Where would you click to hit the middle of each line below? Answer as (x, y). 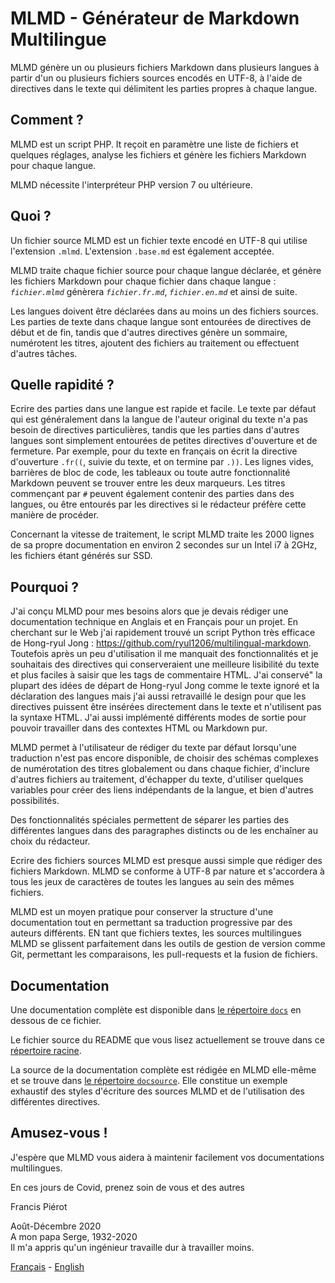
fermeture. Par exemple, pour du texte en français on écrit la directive (154, 451)
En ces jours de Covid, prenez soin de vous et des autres (127, 1187)
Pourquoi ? (45, 587)
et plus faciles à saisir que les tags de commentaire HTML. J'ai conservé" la (166, 675)
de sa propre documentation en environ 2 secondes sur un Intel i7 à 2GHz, (164, 545)
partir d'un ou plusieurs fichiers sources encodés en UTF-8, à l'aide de (156, 78)
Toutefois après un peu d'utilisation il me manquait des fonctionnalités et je (164, 654)
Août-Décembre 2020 (56, 1226)
